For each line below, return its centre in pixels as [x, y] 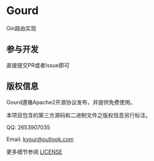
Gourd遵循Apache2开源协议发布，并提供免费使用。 [71, 102]
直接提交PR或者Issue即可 [38, 65]
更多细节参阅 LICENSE [35, 152]
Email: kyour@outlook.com [40, 139]
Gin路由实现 [21, 28]
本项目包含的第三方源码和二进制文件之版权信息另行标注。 [79, 115]
